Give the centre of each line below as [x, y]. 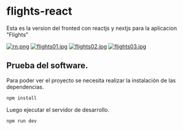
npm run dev [21, 121]
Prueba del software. [47, 66]
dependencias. [25, 87]
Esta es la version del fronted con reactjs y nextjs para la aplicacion [92, 28]
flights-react [39, 11]
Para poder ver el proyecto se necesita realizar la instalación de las [91, 80]
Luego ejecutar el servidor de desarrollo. [58, 110]
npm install [21, 98]
